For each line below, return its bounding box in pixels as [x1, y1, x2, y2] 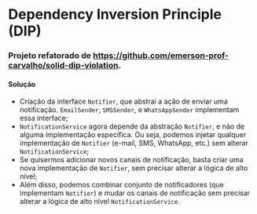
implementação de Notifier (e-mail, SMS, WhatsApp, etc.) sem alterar [19, 139, 249, 148]
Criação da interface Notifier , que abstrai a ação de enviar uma [19, 96, 228, 107]
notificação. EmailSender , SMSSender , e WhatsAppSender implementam [19, 105, 240, 114]
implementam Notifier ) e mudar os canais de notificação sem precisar [19, 188, 250, 198]
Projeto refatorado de [8, 50, 92, 61]
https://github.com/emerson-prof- [93, 50, 229, 61]
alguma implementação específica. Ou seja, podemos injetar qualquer [19, 130, 247, 140]
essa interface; [19, 114, 68, 123]
